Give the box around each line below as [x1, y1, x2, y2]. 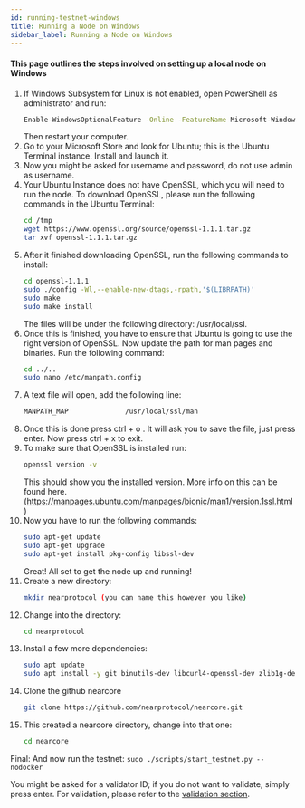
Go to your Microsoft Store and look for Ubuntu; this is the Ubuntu [23, 141, 270, 152]
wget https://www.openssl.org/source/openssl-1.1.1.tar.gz [23, 225, 252, 234]
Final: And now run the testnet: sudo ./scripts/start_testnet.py [10, 753, 253, 764]
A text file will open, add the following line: [23, 390, 182, 400]
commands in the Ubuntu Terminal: [23, 198, 155, 209]
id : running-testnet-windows [10, 13, 120, 23]
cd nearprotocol [23, 627, 85, 636]
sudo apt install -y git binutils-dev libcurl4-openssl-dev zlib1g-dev [23, 669, 300, 678]
